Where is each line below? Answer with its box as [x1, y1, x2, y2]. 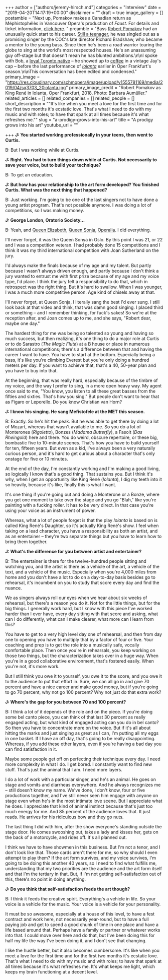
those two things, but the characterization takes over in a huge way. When [5, 652, 159, 659]
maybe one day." [5, 320, 40, 326]
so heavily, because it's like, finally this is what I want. [5, 482, 116, 488]
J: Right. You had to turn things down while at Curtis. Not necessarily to [5, 157, 157, 163]
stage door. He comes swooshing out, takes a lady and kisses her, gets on [5, 829, 159, 835]
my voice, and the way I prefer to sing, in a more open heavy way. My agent [5, 383, 162, 388]
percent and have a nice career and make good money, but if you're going [5, 684, 158, 690]
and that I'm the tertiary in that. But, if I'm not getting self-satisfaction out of [5, 871, 161, 877]
